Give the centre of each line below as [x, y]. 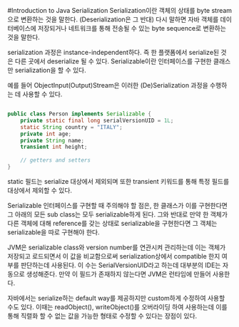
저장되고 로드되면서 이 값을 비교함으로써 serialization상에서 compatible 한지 [114, 256]
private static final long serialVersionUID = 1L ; [97, 120]
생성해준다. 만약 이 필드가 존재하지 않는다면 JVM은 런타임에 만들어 [119, 274]
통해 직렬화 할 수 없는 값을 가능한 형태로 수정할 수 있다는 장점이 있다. [102, 316]
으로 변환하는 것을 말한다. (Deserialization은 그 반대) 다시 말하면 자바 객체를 [113, 19]
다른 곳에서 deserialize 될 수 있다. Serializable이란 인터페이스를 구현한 [113, 61]
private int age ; [46, 134]
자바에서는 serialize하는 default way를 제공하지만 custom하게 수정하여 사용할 [116, 298]
